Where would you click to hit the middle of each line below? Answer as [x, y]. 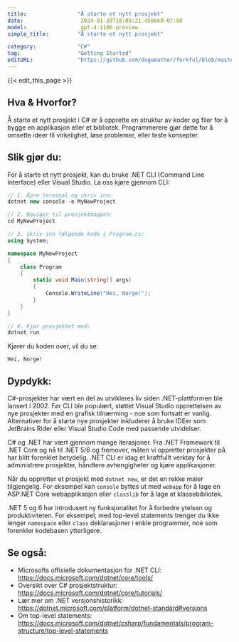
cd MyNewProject [31, 222]
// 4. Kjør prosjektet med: [49, 326]
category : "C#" [49, 47]
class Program [41, 267]
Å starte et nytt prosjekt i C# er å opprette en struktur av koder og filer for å [118, 120]
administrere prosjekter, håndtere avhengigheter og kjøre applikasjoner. [112, 465]
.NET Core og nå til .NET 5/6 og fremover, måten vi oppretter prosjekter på [117, 450]
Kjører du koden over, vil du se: [53, 346]
